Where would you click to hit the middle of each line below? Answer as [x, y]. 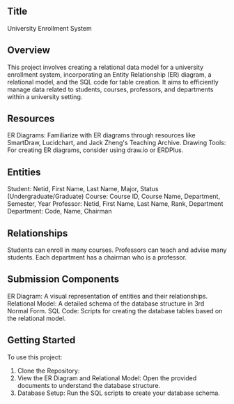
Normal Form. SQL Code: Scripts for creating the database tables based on [115, 311]
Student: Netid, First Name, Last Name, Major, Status [83, 189]
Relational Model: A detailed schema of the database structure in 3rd [106, 304]
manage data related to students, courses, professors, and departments [110, 89]
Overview [29, 51]
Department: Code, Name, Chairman [60, 211]
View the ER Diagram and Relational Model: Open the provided [107, 378]
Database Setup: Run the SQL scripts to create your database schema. [119, 393]
